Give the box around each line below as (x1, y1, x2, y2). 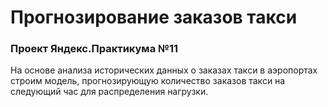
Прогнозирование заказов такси (10, 6, 298, 29)
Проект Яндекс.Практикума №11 (10, 42, 179, 56)
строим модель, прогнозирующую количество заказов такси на (10, 75, 286, 87)
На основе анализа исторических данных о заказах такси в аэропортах (10, 64, 318, 76)
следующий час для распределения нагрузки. (10, 86, 209, 98)
